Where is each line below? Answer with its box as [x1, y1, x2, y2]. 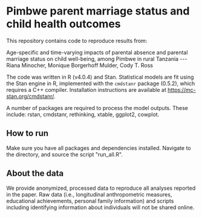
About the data [6, 168, 64, 179]
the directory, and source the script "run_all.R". [6, 151, 123, 158]
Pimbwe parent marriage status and [6, 4, 190, 18]
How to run [6, 128, 49, 138]
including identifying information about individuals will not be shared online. [6, 204, 195, 211]
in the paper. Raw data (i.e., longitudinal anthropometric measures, [6, 190, 172, 198]
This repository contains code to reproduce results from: [6, 37, 148, 44]
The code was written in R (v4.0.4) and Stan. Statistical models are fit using [6, 73, 194, 80]
